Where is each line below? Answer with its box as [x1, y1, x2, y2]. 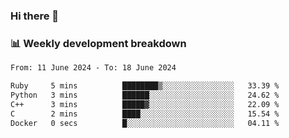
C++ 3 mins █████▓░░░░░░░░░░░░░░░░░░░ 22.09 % [10, 99, 280, 109]
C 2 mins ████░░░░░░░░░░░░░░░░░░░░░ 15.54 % [10, 109, 280, 119]
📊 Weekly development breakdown [10, 36, 187, 50]
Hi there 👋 [10, 9, 60, 23]
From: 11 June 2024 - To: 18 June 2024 [10, 63, 177, 73]
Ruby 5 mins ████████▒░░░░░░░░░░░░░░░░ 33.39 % [10, 81, 280, 91]
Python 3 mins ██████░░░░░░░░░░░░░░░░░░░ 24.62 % [10, 90, 280, 100]
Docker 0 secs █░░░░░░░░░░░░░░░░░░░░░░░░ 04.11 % [10, 118, 280, 128]
